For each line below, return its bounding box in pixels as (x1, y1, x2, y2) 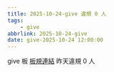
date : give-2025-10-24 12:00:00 (7, 37, 103, 44)
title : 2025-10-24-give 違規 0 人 (7, 10, 107, 18)
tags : (7, 17, 24, 24)
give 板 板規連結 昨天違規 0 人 (7, 57, 95, 66)
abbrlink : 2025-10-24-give (7, 30, 88, 37)
